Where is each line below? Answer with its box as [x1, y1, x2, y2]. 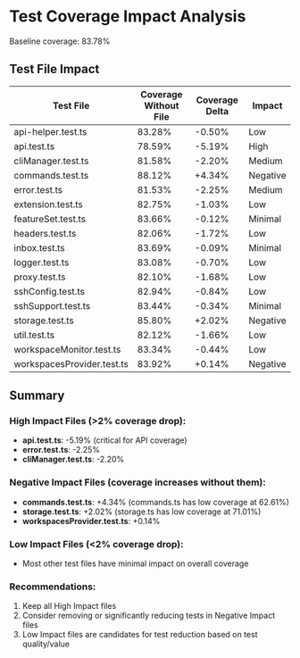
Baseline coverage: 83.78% [9, 36, 111, 46]
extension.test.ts [13, 198, 83, 211]
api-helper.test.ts [13, 125, 87, 137]
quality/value [21, 638, 70, 649]
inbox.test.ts [13, 241, 65, 254]
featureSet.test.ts [13, 212, 87, 225]
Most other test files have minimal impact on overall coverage [21, 558, 249, 569]
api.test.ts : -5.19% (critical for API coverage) [21, 435, 187, 446]
